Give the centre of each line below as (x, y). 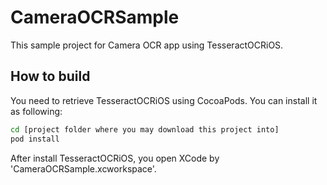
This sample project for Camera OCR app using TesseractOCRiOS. (147, 45)
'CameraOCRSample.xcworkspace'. (83, 168)
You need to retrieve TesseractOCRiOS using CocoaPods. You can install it (164, 100)
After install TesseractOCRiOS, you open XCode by (115, 158)
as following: (36, 111)
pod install (35, 139)
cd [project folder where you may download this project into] (145, 129)
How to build (50, 76)
